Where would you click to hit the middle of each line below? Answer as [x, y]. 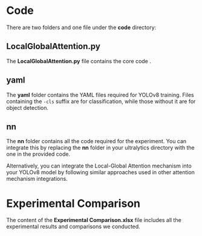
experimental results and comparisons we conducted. [73, 227]
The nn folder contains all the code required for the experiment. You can [96, 141]
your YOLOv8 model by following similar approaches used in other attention [101, 172]
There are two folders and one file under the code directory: [81, 27]
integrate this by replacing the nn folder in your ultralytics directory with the [100, 148]
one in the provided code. [38, 154]
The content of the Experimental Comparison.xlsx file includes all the [94, 220]
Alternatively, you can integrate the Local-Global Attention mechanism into [99, 166]
